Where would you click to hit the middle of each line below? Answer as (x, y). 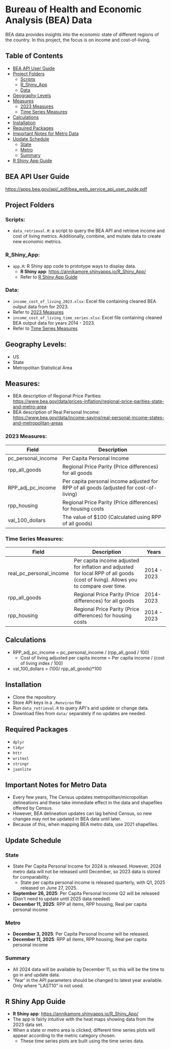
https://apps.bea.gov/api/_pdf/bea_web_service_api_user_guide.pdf (76, 189)
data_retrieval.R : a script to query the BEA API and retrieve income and (89, 231)
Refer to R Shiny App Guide (49, 277)
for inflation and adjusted (104, 567)
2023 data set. (28, 1025)
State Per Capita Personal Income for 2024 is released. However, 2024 (87, 866)
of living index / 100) (42, 663)
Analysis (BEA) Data (49, 20)
